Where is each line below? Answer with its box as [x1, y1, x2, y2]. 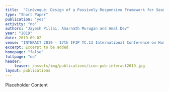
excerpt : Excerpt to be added [5, 45, 69, 50]
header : [5, 59, 22, 64]
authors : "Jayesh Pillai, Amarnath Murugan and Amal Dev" [5, 26, 129, 31]
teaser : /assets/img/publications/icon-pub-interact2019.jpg [14, 63, 145, 68]
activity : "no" [5, 21, 37, 27]
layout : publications [5, 68, 51, 73]
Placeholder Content [5, 82, 48, 88]
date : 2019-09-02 [5, 36, 42, 41]
